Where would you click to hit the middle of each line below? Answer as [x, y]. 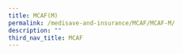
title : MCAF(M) [33, 15]
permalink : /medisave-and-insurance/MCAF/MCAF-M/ [92, 23]
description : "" [35, 30]
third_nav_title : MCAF [46, 38]
